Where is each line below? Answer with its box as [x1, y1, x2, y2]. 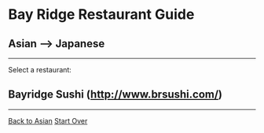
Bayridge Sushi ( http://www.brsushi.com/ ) [8, 88, 222, 102]
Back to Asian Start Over [8, 116, 88, 125]
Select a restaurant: [8, 65, 72, 74]
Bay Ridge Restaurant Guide [8, 6, 195, 24]
